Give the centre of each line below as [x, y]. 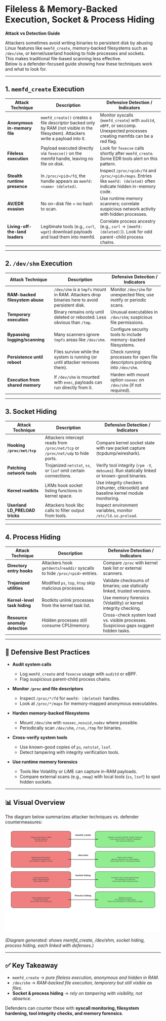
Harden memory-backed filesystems [51, 713]
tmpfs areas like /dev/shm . [80, 340]
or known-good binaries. [122, 475]
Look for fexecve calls [122, 148]
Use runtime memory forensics [45, 762]
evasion [16, 209]
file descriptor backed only [68, 123]
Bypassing [18, 335]
